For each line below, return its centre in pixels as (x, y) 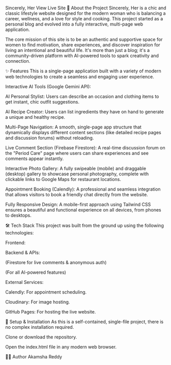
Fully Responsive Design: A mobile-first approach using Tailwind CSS (78, 204)
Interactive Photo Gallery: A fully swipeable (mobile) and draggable (76, 168)
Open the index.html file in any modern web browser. (61, 347)
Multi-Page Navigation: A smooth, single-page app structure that (74, 127)
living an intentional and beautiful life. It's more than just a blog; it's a (77, 50)
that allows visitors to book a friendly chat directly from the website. (77, 194)
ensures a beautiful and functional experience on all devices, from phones (83, 210)
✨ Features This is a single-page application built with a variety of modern (83, 71)
